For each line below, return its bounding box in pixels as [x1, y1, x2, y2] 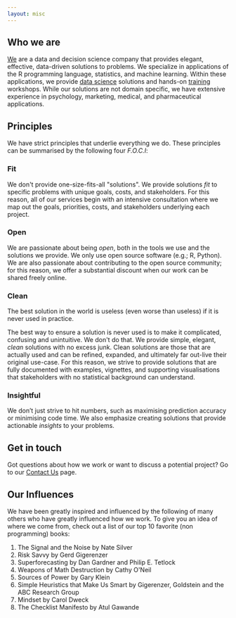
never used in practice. [7, 315, 74, 323]
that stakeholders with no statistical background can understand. [7, 373, 195, 381]
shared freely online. [7, 273, 67, 282]
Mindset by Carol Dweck [17, 595, 89, 604]
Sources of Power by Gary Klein [17, 573, 110, 581]
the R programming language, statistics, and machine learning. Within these [7, 70, 227, 78]
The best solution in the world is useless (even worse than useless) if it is [7, 307, 219, 315]
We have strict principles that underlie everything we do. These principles [7, 139, 221, 148]
